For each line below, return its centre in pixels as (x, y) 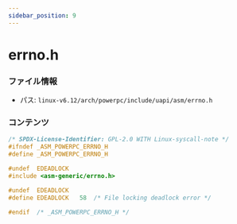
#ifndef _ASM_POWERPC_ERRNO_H (58, 147)
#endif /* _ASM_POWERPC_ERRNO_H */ (69, 212)
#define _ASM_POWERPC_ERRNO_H (58, 154)
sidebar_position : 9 (43, 15)
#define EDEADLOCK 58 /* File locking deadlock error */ (110, 198)
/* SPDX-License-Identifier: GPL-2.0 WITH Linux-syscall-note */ (118, 140)
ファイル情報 (33, 81)
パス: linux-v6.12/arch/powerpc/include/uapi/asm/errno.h (116, 100)
